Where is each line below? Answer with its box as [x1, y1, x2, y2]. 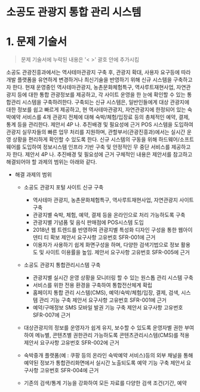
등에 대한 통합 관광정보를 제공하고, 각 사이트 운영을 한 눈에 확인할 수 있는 [17, 91, 186, 99]
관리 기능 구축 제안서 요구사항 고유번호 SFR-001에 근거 [39, 296, 167, 304]
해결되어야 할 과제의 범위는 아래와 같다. [6, 158, 97, 166]
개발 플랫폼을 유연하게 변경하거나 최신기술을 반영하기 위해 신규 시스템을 [6, 76, 172, 84]
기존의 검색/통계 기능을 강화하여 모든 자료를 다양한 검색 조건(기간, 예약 [23, 379, 187, 387]
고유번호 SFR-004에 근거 [39, 367, 99, 374]
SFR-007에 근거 [32, 311, 70, 318]
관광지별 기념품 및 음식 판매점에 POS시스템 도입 [32, 219, 144, 226]
